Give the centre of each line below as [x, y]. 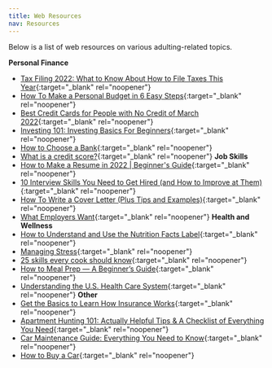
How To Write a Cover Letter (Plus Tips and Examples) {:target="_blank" [140, 199]
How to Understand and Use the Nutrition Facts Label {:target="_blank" [139, 234]
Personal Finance [39, 63]
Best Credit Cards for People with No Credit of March [110, 113]
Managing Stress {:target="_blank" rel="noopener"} [106, 251]
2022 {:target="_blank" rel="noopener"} [87, 121]
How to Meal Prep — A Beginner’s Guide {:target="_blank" [117, 269]
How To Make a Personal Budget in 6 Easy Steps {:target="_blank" [131, 95]
